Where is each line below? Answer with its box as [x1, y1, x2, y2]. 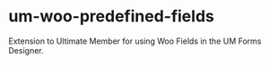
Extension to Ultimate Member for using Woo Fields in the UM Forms [8, 36, 262, 46]
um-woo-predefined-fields [8, 6, 214, 27]
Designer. [8, 45, 44, 55]
